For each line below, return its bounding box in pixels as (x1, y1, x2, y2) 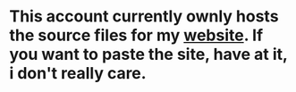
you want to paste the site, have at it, (9, 45, 288, 64)
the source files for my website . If (9, 25, 264, 46)
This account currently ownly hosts (9, 6, 279, 27)
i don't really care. (9, 63, 147, 84)
